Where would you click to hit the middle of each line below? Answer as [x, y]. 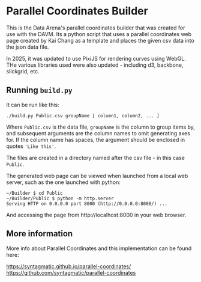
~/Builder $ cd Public [34, 193]
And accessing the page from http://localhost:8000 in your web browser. [96, 215]
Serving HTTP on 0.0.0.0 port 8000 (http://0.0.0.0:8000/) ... [87, 204]
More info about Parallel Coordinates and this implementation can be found [99, 248]
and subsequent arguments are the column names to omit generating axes [98, 133]
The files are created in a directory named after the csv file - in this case [95, 158]
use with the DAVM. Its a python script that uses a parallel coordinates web [99, 34]
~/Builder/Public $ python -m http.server [60, 198]
